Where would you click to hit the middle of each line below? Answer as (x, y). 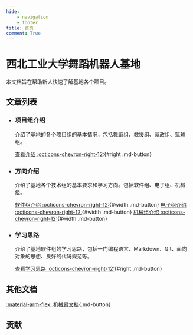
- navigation (33, 17)
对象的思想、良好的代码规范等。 (53, 256)
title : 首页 (20, 28)
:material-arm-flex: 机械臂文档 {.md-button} (58, 304)
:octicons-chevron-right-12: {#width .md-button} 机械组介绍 (87, 212)
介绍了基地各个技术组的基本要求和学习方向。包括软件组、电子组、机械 (100, 185)
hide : (13, 11)
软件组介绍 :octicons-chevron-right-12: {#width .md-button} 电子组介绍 (101, 205)
